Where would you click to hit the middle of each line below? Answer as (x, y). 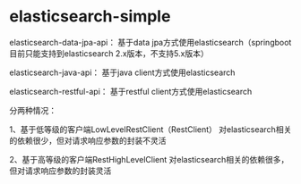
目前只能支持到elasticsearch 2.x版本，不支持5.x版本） (109, 53)
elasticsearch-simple (90, 17)
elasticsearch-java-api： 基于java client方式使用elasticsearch (122, 72)
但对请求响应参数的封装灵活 (60, 171)
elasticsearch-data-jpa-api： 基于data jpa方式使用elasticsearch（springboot (150, 42)
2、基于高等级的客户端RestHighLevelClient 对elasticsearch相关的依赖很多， (149, 159)
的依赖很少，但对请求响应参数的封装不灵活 (88, 140)
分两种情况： (33, 110)
